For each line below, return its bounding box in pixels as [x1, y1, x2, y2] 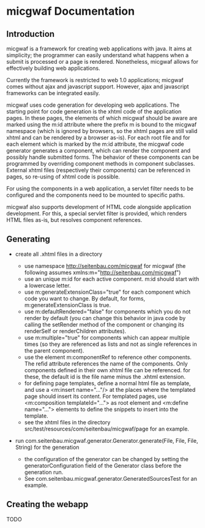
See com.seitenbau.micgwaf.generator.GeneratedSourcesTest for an [24, 475, 198, 482]
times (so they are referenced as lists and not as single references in [24, 340, 197, 348]
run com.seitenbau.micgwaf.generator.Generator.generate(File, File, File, [15, 437, 198, 444]
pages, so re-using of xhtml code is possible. [6, 173, 121, 180]
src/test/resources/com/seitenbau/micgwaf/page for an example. [24, 425, 190, 432]
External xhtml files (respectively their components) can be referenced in [6, 167, 191, 174]
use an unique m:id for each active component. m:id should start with [24, 275, 199, 283]
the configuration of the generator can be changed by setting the [24, 455, 188, 462]
